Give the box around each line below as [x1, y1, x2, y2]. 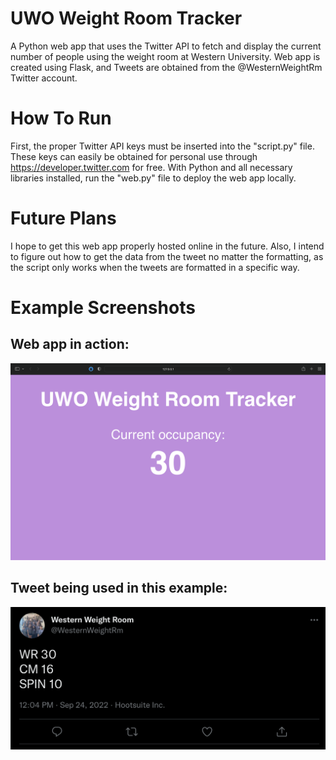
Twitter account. [10, 72, 78, 84]
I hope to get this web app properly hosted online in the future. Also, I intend [10, 240, 325, 252]
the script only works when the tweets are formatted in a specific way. [10, 261, 300, 273]
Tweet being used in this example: [10, 580, 228, 597]
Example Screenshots [10, 297, 196, 319]
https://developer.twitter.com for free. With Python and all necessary [10, 161, 293, 173]
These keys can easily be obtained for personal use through [10, 150, 258, 162]
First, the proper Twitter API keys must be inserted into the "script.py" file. [10, 140, 315, 152]
